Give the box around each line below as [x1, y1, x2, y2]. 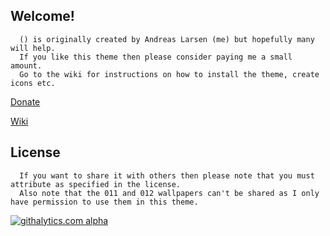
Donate [10, 95, 41, 108]
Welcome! [10, 8, 75, 25]
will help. [10, 43, 56, 53]
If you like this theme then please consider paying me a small [19, 52, 293, 62]
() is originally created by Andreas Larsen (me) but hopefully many [19, 34, 315, 44]
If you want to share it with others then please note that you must [19, 170, 315, 181]
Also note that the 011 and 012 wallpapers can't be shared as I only [19, 188, 320, 198]
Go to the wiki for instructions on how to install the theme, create [19, 69, 320, 79]
